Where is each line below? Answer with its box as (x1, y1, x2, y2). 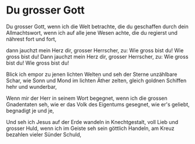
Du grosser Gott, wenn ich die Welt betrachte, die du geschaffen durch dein (6, 23, 189, 30)
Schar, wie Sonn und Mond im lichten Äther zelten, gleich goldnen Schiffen (6, 77, 187, 84)
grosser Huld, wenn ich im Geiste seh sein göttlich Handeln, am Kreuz (6, 125, 175, 132)
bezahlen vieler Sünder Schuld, (6, 130, 82, 138)
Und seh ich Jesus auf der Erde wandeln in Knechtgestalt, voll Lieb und (6, 118, 179, 125)
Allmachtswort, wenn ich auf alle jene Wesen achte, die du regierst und (6, 29, 177, 36)
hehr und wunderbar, (6, 83, 57, 90)
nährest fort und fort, (6, 35, 57, 42)
